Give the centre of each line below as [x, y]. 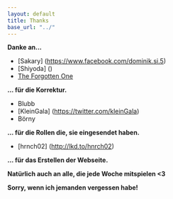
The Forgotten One [45, 76]
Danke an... [25, 48]
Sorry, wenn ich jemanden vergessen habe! [73, 188]
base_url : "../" [31, 27]
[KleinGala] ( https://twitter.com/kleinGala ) [78, 112]
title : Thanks [28, 21]
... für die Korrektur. [37, 90]
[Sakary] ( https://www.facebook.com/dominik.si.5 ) [92, 61]
